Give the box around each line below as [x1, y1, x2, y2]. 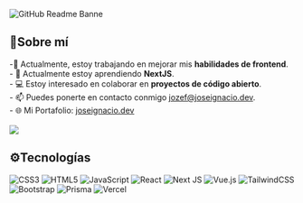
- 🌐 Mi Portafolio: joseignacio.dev [9, 105, 135, 115]
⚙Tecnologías [9, 150, 91, 166]
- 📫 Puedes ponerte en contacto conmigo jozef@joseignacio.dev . [9, 91, 256, 103]
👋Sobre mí [9, 34, 70, 50]
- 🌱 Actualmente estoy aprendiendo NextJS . [9, 68, 175, 78]
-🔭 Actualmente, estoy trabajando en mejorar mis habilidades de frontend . [9, 59, 289, 69]
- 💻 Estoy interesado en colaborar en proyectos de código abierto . [9, 78, 262, 89]
